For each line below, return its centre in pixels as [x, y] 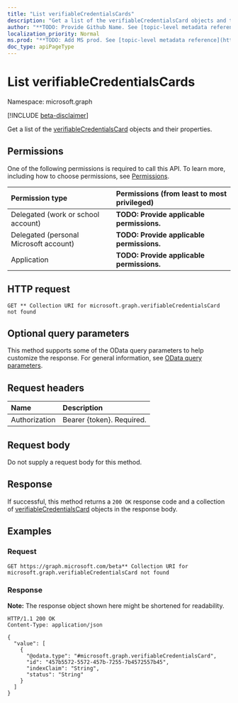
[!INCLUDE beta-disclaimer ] [48, 115]
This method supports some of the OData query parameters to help [106, 350]
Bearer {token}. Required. [104, 420]
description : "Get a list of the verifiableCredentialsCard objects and [117, 21]
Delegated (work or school [55, 214]
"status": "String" [55, 675]
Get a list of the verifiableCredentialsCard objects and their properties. [110, 129]
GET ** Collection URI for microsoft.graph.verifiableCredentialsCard [114, 306]
